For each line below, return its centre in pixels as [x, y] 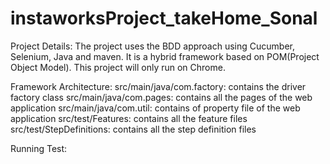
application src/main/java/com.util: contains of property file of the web [155, 108]
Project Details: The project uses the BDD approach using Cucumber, [152, 46]
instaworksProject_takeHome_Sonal [164, 18]
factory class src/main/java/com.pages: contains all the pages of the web [161, 97]
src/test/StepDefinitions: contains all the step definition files [133, 129]
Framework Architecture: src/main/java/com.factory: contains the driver [158, 86]
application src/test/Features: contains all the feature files [129, 118]
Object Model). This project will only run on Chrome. [118, 67]
